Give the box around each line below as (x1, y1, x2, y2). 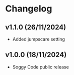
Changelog (5, 3, 52, 14)
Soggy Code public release (12, 63, 69, 70)
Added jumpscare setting (12, 36, 65, 42)
